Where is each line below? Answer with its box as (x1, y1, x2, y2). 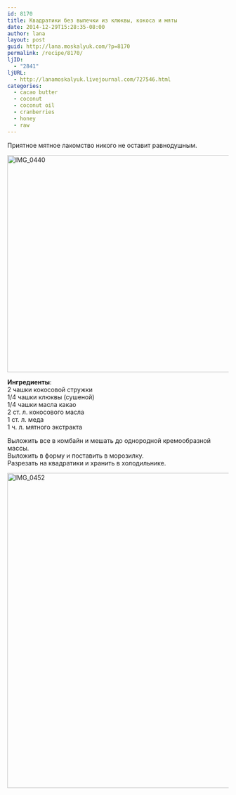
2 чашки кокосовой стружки (7, 385, 93, 394)
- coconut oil (13, 102, 55, 109)
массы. (7, 444, 29, 452)
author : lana (7, 30, 46, 37)
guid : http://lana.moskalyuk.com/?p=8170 (7, 43, 131, 50)
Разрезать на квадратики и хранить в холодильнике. (7, 458, 166, 467)
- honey (13, 115, 37, 122)
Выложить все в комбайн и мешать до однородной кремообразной (7, 436, 211, 444)
